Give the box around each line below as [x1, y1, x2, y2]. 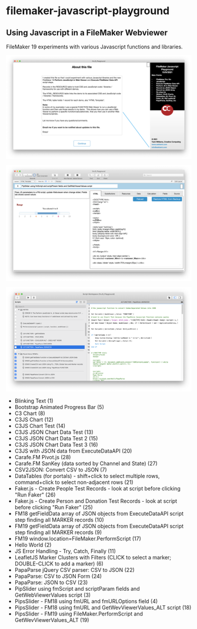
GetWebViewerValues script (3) [14, 591, 91, 599]
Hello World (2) [14, 541, 52, 549]
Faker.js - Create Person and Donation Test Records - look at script [14, 498, 178, 505]
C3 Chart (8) [14, 410, 45, 417]
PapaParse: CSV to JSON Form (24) [14, 573, 102, 580]
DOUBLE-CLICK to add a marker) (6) [14, 560, 104, 567]
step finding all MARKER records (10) [14, 516, 104, 523]
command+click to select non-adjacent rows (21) [14, 479, 133, 486]
